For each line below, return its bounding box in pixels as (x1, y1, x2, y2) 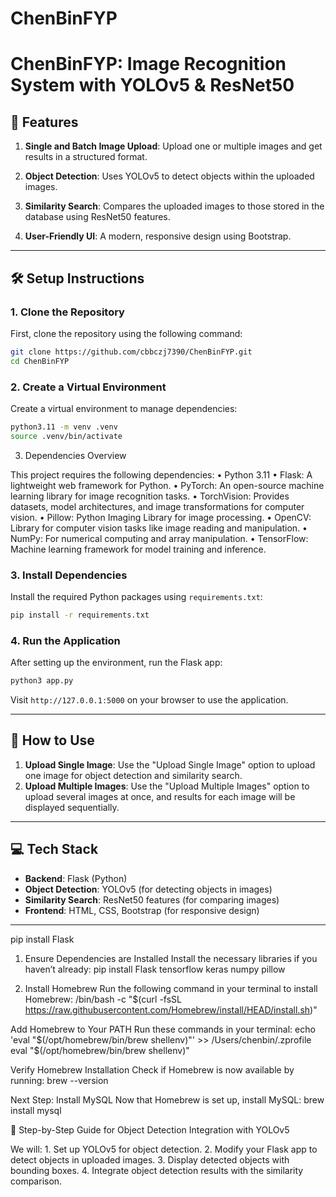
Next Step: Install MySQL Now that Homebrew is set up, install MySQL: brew (10, 1093, 325, 1106)
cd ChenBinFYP (10, 356, 70, 366)
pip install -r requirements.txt (10, 610, 150, 620)
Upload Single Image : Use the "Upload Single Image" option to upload (24, 758, 316, 771)
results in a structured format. (24, 151, 148, 163)
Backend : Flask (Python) (24, 872, 128, 884)
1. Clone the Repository (10, 305, 125, 319)
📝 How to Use (10, 732, 95, 749)
